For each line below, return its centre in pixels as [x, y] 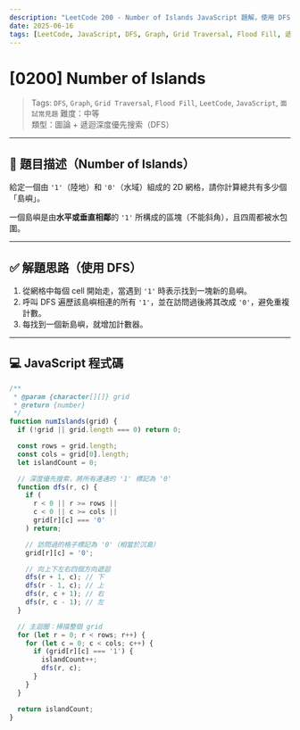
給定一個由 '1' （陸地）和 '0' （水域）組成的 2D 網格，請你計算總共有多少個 [148, 187]
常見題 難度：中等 [69, 113]
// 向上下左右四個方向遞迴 [68, 569]
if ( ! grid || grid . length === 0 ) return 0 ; [99, 430]
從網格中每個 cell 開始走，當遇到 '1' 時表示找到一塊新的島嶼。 [137, 290]
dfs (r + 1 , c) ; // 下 [65, 577]
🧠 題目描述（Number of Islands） [102, 164]
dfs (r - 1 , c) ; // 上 [65, 585]
